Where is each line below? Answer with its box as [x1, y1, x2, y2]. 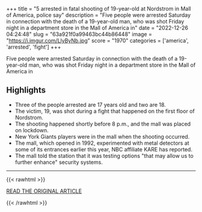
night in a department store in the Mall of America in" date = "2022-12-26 [6, 24, 188, 31]
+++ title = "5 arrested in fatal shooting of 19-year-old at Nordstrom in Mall [6, 5, 191, 12]
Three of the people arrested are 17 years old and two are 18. [14, 101, 167, 108]
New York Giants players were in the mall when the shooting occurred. [14, 133, 190, 140]
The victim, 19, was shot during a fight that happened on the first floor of [14, 108, 195, 115]
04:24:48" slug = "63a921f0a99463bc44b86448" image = [6, 31, 152, 38]
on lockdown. [14, 126, 49, 134]
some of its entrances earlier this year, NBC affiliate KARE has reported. [14, 145, 192, 153]
